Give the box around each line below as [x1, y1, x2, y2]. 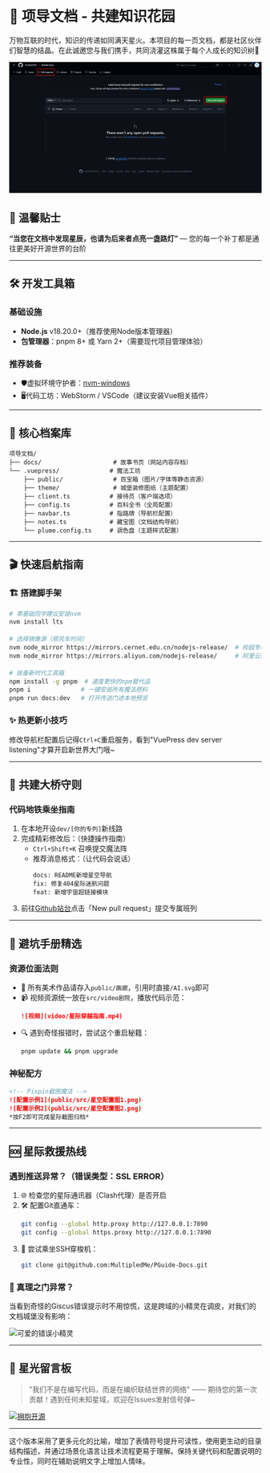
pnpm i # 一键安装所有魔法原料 [9, 686, 148, 694]
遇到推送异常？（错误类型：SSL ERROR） [9, 1170, 169, 1182]
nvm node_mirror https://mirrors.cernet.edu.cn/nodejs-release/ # [9, 644, 240, 652]
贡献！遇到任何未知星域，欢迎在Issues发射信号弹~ [28, 1394, 195, 1404]
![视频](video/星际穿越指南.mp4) [20, 1012, 123, 1020]
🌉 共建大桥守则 [9, 778, 83, 791]
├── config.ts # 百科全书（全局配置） [23, 501, 177, 509]
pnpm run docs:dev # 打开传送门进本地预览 [9, 694, 148, 702]
